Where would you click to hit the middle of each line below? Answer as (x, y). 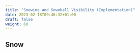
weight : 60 (17, 24)
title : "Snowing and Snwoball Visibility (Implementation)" (71, 10)
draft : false (19, 19)
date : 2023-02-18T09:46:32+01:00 (41, 15)
